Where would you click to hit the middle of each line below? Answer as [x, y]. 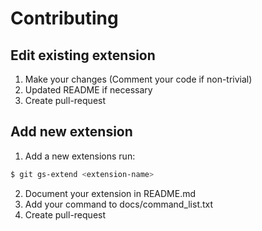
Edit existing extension [83, 55]
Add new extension [71, 132]
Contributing [64, 18]
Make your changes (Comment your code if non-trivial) [138, 79]
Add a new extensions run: [80, 156]
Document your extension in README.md [110, 193]
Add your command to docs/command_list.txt [119, 204]
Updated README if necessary [88, 90]
